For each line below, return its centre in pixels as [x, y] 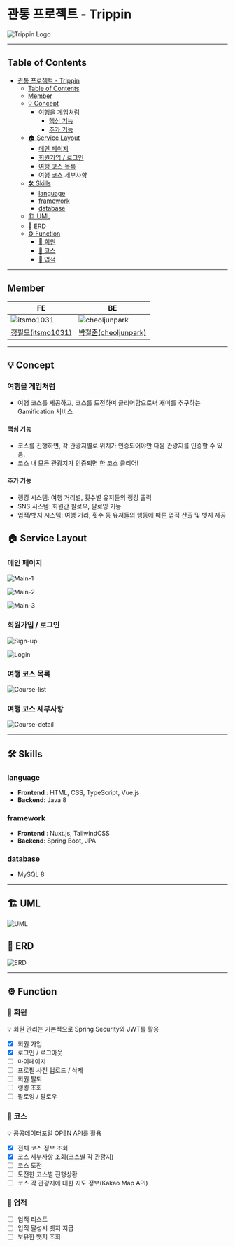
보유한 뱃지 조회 [39, 1237]
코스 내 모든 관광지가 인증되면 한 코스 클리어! [78, 463]
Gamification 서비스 [45, 412]
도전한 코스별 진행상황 [48, 1174]
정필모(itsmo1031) [41, 332]
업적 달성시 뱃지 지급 [45, 1228]
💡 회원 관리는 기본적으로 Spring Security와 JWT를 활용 [83, 1029]
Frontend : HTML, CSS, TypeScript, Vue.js [78, 792]
